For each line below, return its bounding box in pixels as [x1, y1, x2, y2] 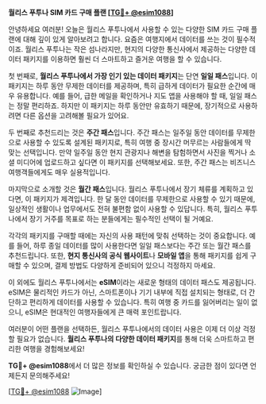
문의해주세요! [29, 371, 70, 380]
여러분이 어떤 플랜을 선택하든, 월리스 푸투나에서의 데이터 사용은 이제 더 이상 [8, 325, 241, 333]
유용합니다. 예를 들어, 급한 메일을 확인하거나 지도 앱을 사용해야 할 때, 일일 [16, 91, 243, 100]
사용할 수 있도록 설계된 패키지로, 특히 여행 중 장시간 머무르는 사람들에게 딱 [22, 138, 252, 147]
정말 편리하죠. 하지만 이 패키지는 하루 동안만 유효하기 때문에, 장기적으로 [16, 101, 237, 110]
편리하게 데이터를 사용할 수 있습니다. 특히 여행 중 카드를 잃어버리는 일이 [29, 298, 250, 306]
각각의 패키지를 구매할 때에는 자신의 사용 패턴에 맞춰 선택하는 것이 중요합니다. [8, 231, 248, 240]
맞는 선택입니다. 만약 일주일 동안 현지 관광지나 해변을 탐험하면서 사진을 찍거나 [8, 148, 248, 157]
